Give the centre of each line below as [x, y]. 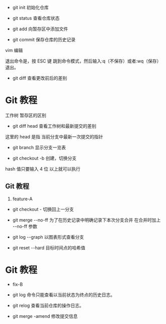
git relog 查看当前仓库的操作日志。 [48, 305]
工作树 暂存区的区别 [26, 115]
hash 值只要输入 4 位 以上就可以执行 [43, 169]
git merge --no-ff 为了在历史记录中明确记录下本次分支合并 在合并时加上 [87, 220]
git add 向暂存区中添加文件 [40, 29]
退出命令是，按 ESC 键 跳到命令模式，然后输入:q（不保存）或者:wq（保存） [83, 61]
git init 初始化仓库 [30, 7]
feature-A [22, 199]
